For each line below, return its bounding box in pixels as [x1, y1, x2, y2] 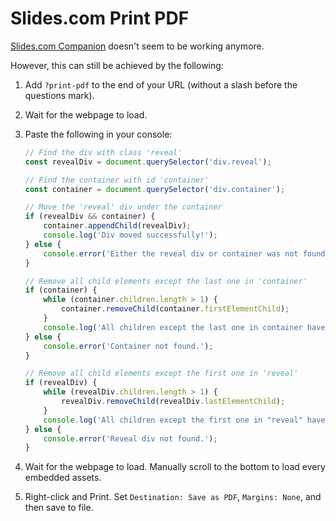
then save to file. [24, 502, 94, 514]
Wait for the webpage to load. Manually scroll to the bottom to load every [24, 461, 326, 473]
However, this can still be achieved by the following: [10, 59, 224, 71]
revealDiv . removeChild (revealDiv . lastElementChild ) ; [61, 397, 286, 407]
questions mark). [24, 89, 95, 101]
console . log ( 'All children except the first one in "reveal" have [43, 415, 326, 425]
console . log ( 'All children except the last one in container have [43, 322, 326, 332]
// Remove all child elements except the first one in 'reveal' [24, 368, 299, 379]
